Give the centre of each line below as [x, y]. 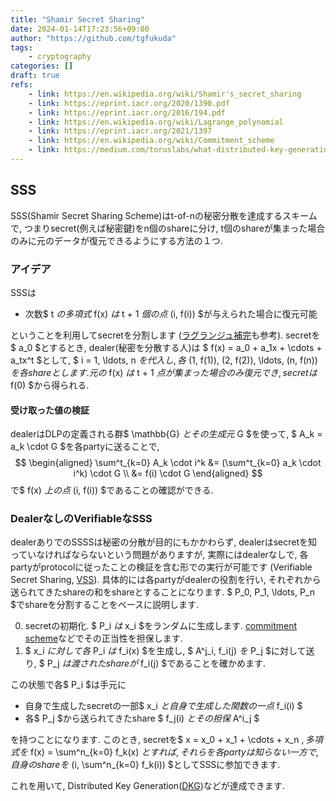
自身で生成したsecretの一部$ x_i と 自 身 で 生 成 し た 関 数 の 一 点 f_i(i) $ [163, 706]
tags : [21, 47]
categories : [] [42, 66]
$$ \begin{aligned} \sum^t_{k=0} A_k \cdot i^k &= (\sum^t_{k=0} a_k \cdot [168, 463]
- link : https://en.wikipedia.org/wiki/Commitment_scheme [151, 141]
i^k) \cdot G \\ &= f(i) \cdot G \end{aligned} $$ [168, 473]
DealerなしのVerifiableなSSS [81, 519]
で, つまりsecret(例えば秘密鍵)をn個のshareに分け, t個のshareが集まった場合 [168, 228]
